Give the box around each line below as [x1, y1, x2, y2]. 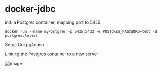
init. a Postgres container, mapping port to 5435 [5, 19, 101, 25]
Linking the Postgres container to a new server [5, 51, 98, 57]
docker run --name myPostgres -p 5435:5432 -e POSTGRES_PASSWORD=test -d [5, 29, 158, 34]
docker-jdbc [5, 3, 56, 15]
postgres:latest [5, 33, 38, 38]
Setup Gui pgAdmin [5, 41, 44, 47]
